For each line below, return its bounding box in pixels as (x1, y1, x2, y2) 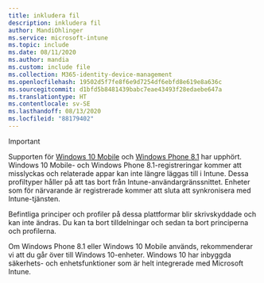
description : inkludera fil (8, 19, 102, 27)
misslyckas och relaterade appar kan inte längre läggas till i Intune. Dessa (8, 168, 249, 178)
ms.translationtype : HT (8, 93, 87, 101)
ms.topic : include (8, 41, 69, 49)
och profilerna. (8, 226, 57, 235)
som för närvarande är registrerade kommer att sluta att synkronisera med (8, 185, 251, 195)
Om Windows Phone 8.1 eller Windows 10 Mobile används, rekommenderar (8, 241, 253, 250)
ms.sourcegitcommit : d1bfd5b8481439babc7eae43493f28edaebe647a (8, 85, 223, 94)
